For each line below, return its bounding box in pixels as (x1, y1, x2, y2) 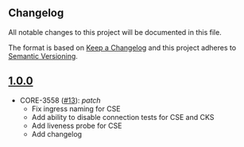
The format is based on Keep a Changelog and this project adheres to (8, 43, 237, 52)
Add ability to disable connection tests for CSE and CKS (31, 112, 215, 122)
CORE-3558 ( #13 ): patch (19, 95, 101, 105)
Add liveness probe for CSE (31, 121, 122, 130)
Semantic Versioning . (8, 51, 78, 60)
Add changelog (31, 129, 82, 138)
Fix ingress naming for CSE (31, 103, 121, 114)
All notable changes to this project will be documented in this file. (8, 27, 223, 37)
